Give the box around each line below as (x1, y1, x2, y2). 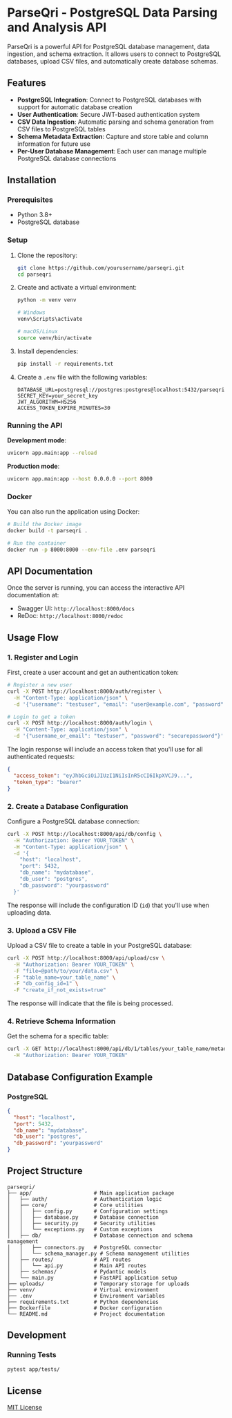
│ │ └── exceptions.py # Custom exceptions (7, 1226, 153, 1233)
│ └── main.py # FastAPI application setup (7, 1274, 177, 1281)
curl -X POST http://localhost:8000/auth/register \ (7, 688, 162, 695)
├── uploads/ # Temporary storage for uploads (7, 1280, 190, 1287)
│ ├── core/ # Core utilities (7, 1202, 144, 1209)
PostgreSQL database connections (17, 154, 117, 162)
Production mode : (7, 462, 60, 470)
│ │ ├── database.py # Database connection (7, 1213, 159, 1221)
